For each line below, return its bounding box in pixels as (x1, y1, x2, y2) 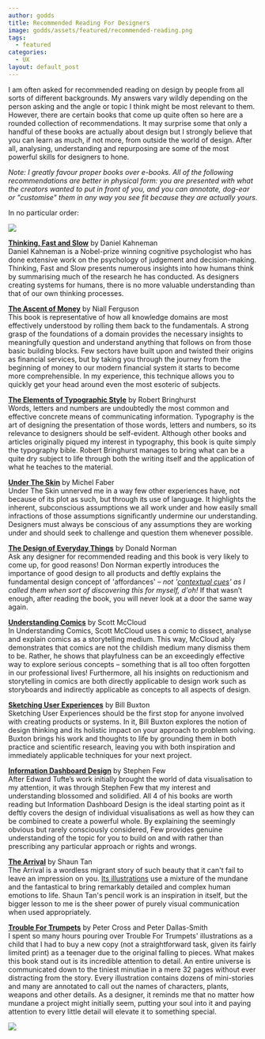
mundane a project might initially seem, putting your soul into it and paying (8, 998, 252, 1007)
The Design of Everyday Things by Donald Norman (8, 543, 177, 552)
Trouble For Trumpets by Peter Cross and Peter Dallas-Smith (8, 923, 208, 932)
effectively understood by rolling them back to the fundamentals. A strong (8, 320, 249, 330)
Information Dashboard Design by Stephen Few (8, 765, 166, 775)
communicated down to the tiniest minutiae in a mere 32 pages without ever (8, 965, 256, 974)
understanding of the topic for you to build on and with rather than (8, 832, 224, 843)
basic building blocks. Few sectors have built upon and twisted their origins (8, 346, 254, 355)
